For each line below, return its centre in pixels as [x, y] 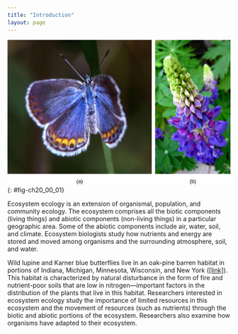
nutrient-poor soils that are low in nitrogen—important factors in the [106, 285]
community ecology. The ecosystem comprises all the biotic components [114, 211]
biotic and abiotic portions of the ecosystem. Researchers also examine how [119, 316]
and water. [23, 249]
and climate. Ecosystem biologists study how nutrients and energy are [110, 234]
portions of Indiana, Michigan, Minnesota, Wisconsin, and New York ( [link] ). [118, 270]
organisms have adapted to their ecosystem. [72, 323]
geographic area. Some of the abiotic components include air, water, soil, [114, 226]
